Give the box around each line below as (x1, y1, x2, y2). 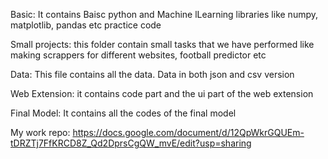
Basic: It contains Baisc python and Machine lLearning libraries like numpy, (10, 9, 319, 20)
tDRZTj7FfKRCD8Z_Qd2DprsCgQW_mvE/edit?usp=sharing (10, 137, 252, 149)
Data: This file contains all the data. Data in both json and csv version (10, 69, 295, 80)
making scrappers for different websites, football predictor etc (10, 49, 267, 61)
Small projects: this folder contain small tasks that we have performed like (10, 39, 315, 50)
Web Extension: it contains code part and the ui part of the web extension (10, 88, 314, 99)
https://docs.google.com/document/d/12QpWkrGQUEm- (72, 127, 305, 138)
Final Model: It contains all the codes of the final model (10, 107, 237, 119)
